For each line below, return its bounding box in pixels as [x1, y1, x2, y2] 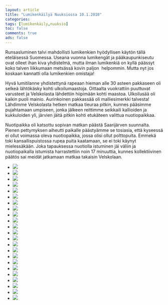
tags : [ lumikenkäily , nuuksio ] [5, 21, 69, 27]
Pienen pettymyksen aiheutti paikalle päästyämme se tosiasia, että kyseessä [5, 127, 163, 133]
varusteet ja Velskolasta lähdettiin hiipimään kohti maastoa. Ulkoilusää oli [5, 91, 155, 97]
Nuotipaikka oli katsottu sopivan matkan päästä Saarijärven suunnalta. [5, 121, 150, 128]
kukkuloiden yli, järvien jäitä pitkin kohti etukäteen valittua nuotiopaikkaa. [5, 112, 156, 118]
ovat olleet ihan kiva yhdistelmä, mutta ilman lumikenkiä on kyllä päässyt [5, 60, 154, 66]
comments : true [5, 31, 37, 36]
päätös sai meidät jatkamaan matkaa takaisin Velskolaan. [5, 154, 123, 160]
